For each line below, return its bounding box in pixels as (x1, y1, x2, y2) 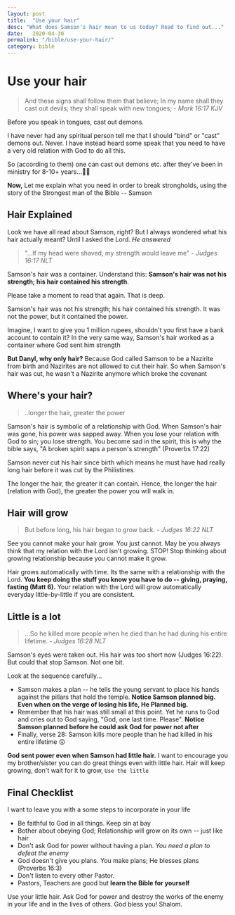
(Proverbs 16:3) (17, 864, 62, 872)
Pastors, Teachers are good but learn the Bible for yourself (17, 879, 190, 887)
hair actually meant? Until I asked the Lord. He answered (7, 235, 170, 244)
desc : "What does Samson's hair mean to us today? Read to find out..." (7, 23, 224, 30)
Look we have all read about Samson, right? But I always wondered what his (7, 227, 227, 236)
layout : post (7, 10, 46, 18)
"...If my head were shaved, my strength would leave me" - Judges (24, 248, 217, 257)
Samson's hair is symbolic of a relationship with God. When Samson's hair (7, 422, 222, 430)
